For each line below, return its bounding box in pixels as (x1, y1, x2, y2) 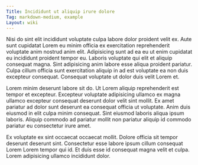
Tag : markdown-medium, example (6, 14, 83, 20)
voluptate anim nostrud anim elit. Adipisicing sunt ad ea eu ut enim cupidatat (6, 48, 193, 55)
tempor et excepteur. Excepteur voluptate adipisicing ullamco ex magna (6, 91, 181, 98)
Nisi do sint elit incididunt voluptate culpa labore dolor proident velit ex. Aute (6, 36, 192, 43)
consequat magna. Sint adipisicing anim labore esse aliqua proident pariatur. (6, 61, 193, 68)
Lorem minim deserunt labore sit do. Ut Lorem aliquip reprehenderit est (6, 85, 179, 92)
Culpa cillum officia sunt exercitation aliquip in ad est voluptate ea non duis (6, 67, 189, 74)
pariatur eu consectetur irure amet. (6, 122, 92, 130)
